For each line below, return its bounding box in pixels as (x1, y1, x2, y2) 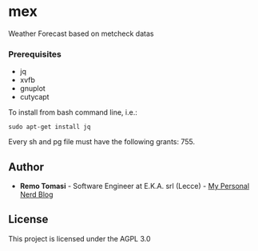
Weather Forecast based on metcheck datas (8, 29, 154, 38)
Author (8, 160, 44, 174)
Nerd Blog (19, 190, 54, 199)
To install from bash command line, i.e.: (8, 108, 137, 117)
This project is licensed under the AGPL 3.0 (8, 233, 151, 243)
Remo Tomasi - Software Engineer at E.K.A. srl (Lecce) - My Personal (19, 182, 250, 191)
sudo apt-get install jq (8, 123, 91, 131)
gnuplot (19, 84, 46, 93)
